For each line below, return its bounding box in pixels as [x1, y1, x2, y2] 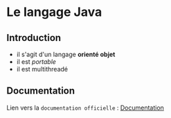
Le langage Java [6, 4, 102, 20]
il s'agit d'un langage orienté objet [16, 50, 116, 58]
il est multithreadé [16, 65, 69, 73]
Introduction [6, 32, 62, 44]
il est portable [16, 58, 57, 66]
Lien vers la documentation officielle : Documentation [6, 103, 164, 112]
